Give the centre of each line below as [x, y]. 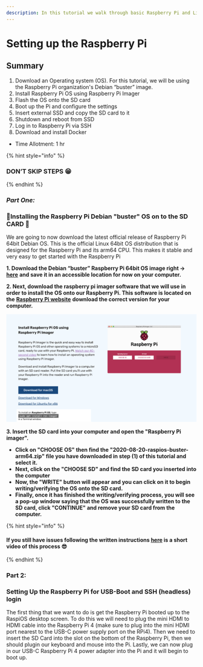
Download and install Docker [51, 132]
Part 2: [16, 575]
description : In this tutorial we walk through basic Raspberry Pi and [98, 13]
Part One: [21, 200]
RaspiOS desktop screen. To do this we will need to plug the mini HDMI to [98, 619]
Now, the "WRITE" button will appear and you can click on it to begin [103, 481]
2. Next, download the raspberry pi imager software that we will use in [96, 287]
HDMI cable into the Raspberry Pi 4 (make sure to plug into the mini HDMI [98, 625]
